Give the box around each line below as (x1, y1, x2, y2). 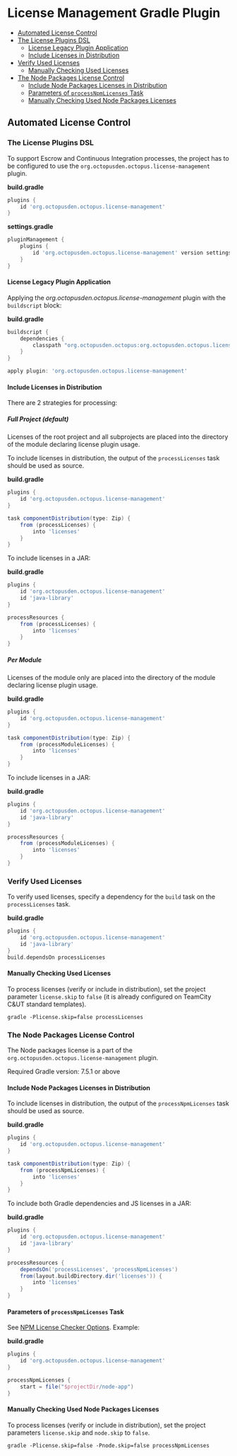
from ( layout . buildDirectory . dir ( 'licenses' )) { (20, 1273, 162, 1280)
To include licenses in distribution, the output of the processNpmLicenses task (7, 1099, 229, 1108)
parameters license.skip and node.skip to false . (7, 1428, 150, 1437)
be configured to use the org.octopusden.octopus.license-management (7, 161, 210, 170)
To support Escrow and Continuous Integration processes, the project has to (7, 154, 229, 162)
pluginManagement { (7, 236, 65, 244)
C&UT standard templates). (7, 1000, 87, 1008)
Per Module (7, 655, 42, 664)
